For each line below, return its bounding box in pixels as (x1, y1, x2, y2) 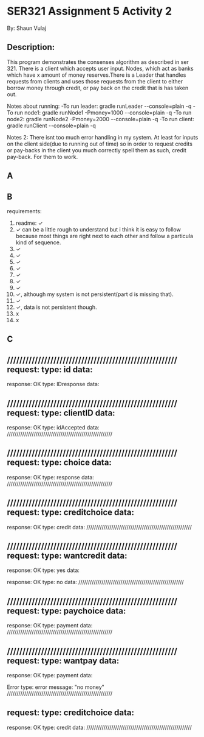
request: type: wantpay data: (7, 655, 120, 666)
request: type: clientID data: (7, 407, 115, 418)
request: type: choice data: (7, 457, 112, 468)
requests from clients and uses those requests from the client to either (7, 77, 183, 85)
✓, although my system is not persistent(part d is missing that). (15, 291, 174, 298)
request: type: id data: (7, 364, 93, 375)
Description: (7, 42, 55, 52)
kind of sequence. (15, 239, 61, 246)
